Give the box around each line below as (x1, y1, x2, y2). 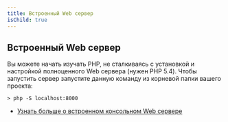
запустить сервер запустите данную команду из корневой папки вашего (7, 75, 222, 83)
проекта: (7, 82, 33, 90)
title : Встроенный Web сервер (7, 10, 94, 17)
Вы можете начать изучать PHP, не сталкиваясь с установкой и (7, 60, 194, 69)
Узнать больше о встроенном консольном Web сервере (16, 107, 183, 115)
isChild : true (7, 16, 48, 23)
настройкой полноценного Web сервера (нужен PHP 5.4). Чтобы (7, 67, 197, 75)
